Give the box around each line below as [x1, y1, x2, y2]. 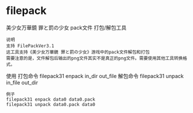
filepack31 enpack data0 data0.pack [6, 96, 95, 103]
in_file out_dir [6, 79, 38, 86]
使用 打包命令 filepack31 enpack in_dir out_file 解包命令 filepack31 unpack [6, 72, 184, 79]
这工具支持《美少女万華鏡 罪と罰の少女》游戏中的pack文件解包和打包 [6, 49, 150, 55]
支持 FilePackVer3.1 [6, 43, 54, 49]
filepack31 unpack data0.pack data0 [6, 101, 95, 107]
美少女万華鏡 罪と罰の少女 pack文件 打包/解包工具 [6, 24, 127, 31]
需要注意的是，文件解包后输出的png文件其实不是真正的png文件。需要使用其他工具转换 [6, 55, 183, 61]
